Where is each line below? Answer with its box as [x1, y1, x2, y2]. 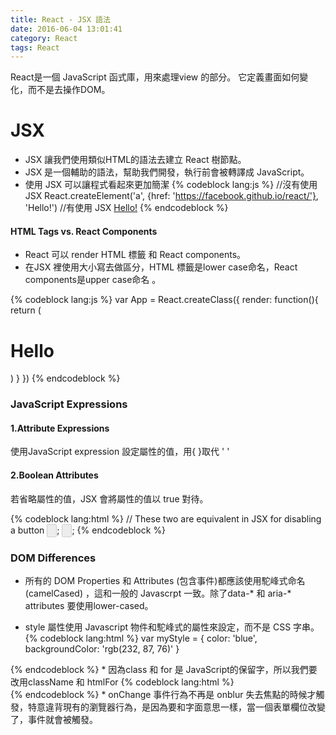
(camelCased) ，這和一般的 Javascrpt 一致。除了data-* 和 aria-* [24, 587, 292, 599]
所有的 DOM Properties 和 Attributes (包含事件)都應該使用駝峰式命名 [24, 574, 306, 586]
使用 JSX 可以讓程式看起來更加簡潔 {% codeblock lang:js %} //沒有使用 [24, 179, 318, 191]
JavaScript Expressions [10, 397, 128, 411]
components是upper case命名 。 [24, 274, 162, 286]
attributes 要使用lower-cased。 [24, 599, 154, 611]
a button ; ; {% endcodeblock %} [10, 524, 167, 536]
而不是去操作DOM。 [27, 84, 111, 96]
